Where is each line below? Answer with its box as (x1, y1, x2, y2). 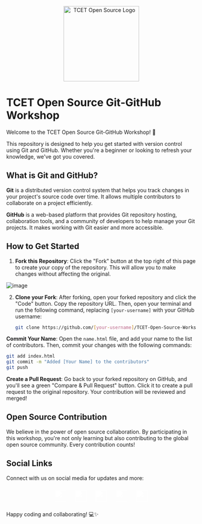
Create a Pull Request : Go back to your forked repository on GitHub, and (6, 376, 188, 383)
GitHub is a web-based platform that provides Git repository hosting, (6, 211, 177, 218)
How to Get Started (6, 241, 80, 251)
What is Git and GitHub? (6, 171, 98, 181)
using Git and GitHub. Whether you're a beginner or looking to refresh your (6, 147, 192, 154)
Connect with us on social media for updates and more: (6, 474, 144, 482)
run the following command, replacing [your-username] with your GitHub (14, 306, 195, 314)
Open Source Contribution (6, 412, 107, 422)
